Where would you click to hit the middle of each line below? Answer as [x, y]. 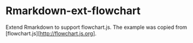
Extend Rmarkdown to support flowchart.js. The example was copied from [96, 27]
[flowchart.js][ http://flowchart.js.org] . [51, 33]
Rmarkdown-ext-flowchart [73, 11]
